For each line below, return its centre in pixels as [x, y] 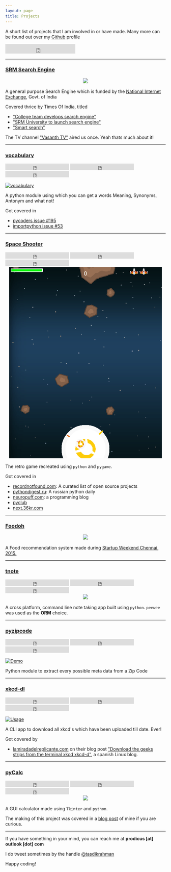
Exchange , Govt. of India [31, 96]
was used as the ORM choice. [37, 613]
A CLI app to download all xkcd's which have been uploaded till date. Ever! [83, 729]
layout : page [19, 11]
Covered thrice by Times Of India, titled [47, 107]
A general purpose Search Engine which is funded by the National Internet [83, 91]
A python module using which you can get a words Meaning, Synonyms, [81, 195]
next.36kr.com [28, 508]
